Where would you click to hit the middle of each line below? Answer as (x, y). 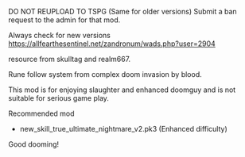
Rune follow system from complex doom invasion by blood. (105, 74)
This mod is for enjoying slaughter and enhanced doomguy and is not (122, 90)
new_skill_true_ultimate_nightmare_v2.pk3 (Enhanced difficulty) (124, 129)
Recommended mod (41, 113)
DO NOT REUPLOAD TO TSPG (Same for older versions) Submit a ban (122, 11)
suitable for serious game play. (59, 98)
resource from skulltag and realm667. (70, 59)
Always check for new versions (60, 35)
